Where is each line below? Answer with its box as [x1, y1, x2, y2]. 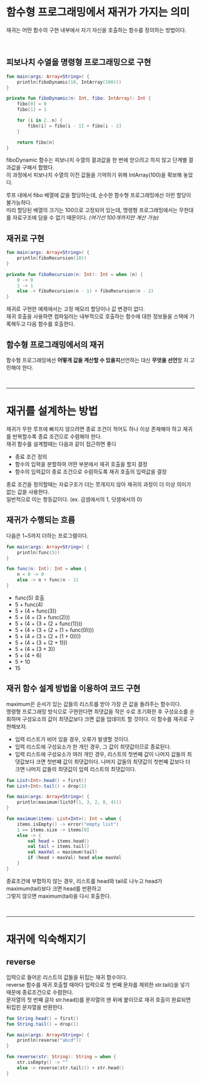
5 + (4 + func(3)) [14, 607, 57, 614]
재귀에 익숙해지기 [6, 933, 86, 946]
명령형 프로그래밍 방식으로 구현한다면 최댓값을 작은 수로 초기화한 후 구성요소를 [6, 708, 188, 715]
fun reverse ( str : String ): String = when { [6, 1054, 117, 1060]
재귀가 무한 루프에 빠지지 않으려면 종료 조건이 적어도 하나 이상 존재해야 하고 [6, 425, 182, 432]
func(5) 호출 [14, 594, 45, 601]
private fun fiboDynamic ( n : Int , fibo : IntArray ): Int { [6, 95, 151, 102]
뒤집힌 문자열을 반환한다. [6, 1004, 64, 1011]
